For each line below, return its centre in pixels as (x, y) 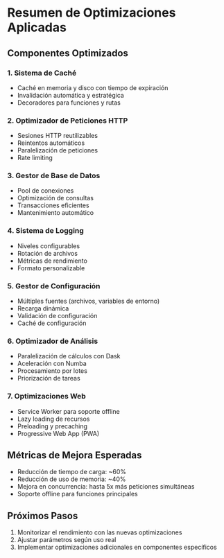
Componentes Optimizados (68, 53)
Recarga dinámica (43, 308)
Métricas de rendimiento (52, 261)
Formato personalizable (51, 268)
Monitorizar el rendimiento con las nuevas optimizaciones (100, 532)
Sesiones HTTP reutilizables (58, 136)
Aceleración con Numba (52, 364)
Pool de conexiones (45, 191)
